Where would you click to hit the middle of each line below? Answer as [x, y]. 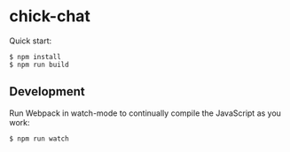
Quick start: [30, 41]
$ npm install [35, 57]
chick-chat [50, 16]
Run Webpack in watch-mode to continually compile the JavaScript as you [145, 113]
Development [47, 91]
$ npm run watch [39, 139]
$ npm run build [39, 65]
